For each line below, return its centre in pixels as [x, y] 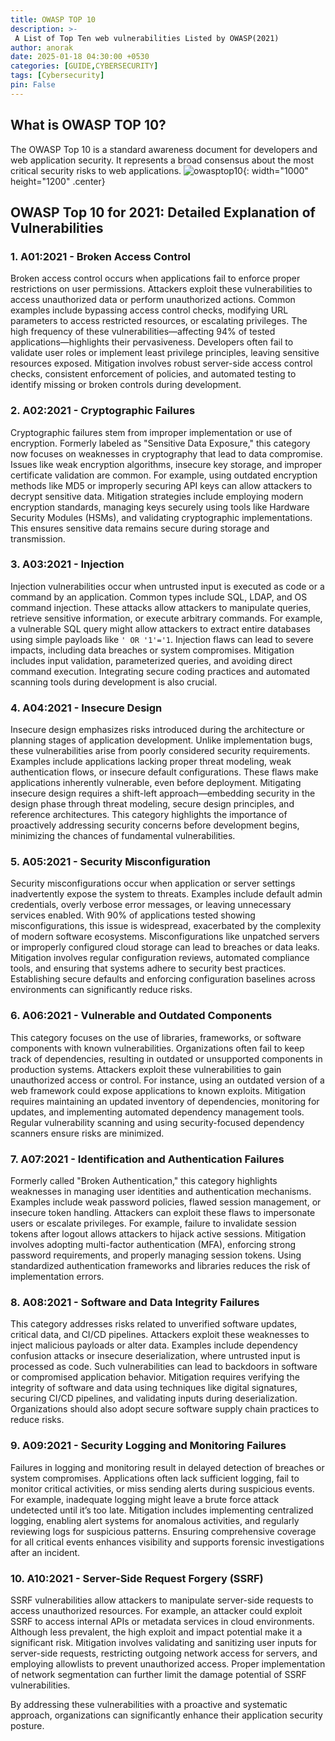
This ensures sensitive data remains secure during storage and [140, 528]
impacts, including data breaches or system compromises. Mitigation [152, 650]
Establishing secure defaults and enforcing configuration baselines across [163, 979]
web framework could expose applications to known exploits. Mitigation [158, 1090]
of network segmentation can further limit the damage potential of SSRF [158, 1674]
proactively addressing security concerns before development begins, [155, 825]
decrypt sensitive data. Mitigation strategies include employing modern [157, 496]
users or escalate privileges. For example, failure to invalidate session [153, 1223]
